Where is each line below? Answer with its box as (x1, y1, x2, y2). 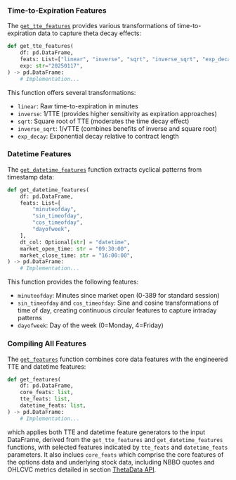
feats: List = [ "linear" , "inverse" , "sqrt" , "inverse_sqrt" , (20, 56, 199, 63)
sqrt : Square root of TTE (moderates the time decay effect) (17, 117, 190, 125)
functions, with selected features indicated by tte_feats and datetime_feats (7, 443, 228, 451)
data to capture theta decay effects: (37, 29, 142, 37)
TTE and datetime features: (7, 362, 86, 371)
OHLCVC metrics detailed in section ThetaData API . (7, 465, 157, 474)
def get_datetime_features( (7, 186, 90, 194)
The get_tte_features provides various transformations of (7, 22, 176, 30)
